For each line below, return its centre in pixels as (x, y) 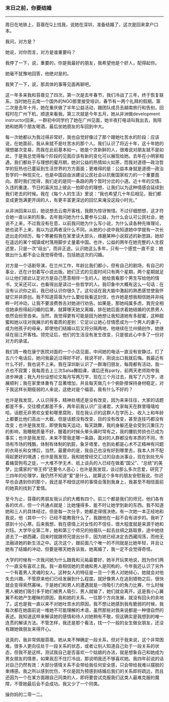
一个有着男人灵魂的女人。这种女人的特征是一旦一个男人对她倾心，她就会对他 (84, 573)
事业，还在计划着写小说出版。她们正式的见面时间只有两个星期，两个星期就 (82, 272)
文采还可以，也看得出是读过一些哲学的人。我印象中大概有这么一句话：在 (89, 284)
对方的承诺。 (18, 341)
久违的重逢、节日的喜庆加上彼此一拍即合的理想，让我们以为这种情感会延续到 (84, 188)
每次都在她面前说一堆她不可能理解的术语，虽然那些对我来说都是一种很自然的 (84, 610)
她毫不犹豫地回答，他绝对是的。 (38, 73)
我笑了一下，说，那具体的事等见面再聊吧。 (49, 85)
